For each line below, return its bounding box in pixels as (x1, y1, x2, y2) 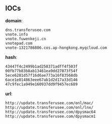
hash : (5, 54, 18, 60)
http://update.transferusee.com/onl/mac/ (5, 100, 94, 106)
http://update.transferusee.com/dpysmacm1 (5, 114, 96, 119)
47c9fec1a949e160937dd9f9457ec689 (5, 81, 78, 87)
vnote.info (5, 32, 28, 37)
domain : (5, 17, 23, 23)
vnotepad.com (5, 41, 33, 46)
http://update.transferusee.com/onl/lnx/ (5, 105, 94, 110)
